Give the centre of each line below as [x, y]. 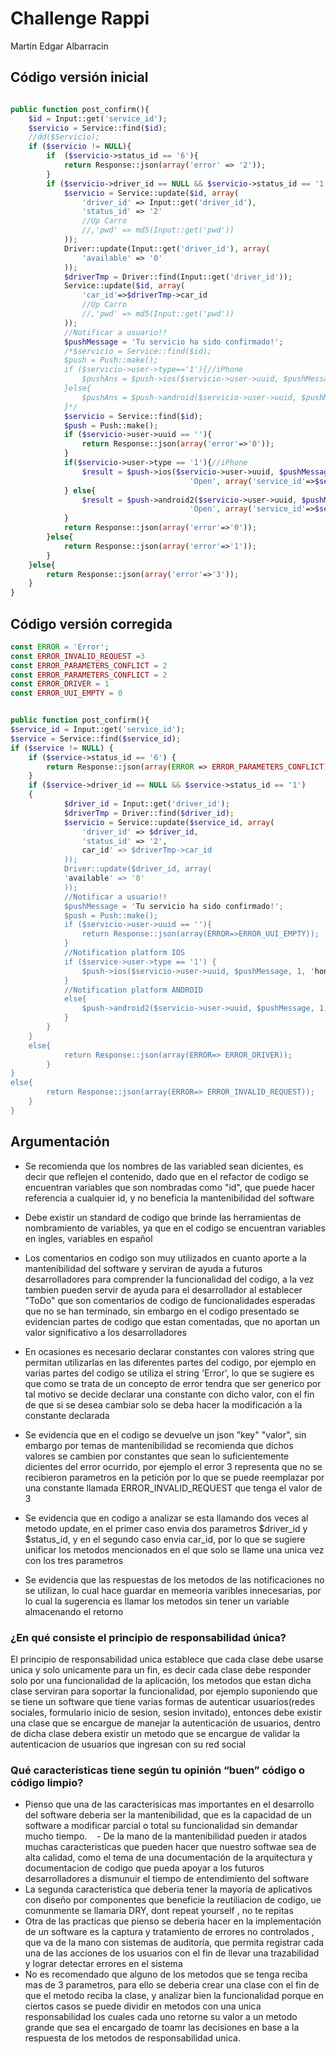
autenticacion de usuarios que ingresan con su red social [128, 1744]
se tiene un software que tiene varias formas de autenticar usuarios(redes [163, 1701]
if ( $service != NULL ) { [62, 748]
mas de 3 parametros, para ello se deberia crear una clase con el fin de [172, 1985]
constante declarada [67, 1415]
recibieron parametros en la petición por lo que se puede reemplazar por [174, 1477]
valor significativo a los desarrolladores [105, 1332]
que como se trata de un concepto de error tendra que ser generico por [173, 1383]
